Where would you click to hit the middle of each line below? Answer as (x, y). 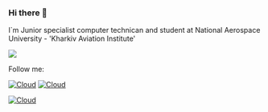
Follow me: (26, 69)
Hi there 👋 (28, 13)
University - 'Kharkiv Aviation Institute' (72, 38)
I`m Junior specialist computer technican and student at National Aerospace (134, 30)
